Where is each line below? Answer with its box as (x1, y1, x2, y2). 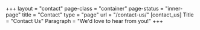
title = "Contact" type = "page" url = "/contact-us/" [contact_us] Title (22, 11, 194, 18)
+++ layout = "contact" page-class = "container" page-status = (5, 5, 164, 12)
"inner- (165, 5, 183, 12)
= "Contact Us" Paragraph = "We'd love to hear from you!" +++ (5, 18, 164, 24)
